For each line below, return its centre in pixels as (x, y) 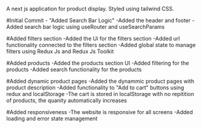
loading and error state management (52, 118)
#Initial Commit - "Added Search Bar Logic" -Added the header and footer (99, 20)
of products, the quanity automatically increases (67, 100)
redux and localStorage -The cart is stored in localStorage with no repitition (100, 94)
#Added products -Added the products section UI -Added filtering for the (98, 63)
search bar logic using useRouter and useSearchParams (94, 27)
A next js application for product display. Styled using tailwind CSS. (90, 9)
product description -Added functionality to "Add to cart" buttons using (95, 88)
